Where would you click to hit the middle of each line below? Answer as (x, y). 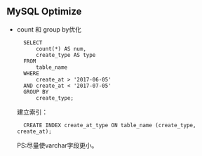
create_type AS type (66, 55)
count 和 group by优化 (49, 29)
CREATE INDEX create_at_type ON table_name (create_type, (110, 125)
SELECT (33, 43)
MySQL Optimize (44, 12)
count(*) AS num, (61, 48)
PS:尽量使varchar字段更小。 (57, 145)
